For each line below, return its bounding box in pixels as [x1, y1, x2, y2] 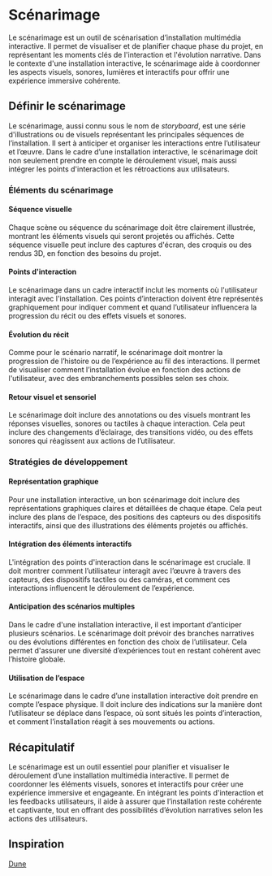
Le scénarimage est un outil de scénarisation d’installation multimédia [8, 33, 242, 42]
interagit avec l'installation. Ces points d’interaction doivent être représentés [8, 294, 264, 304]
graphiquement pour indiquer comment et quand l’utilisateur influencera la [8, 302, 257, 312]
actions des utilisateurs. [8, 814, 88, 824]
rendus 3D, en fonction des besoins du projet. [8, 248, 162, 258]
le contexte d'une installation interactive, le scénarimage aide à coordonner [8, 59, 261, 68]
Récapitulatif [8, 740, 76, 754]
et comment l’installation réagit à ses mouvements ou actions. [8, 717, 215, 726]
